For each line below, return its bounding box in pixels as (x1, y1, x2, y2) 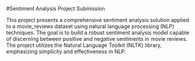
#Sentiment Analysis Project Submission (6, 5, 105, 12)
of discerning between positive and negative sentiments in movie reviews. (6, 36, 188, 42)
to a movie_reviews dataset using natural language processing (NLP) (6, 23, 175, 30)
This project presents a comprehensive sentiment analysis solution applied (6, 17, 189, 23)
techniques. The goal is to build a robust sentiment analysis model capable (6, 29, 190, 36)
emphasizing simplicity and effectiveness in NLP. (6, 48, 127, 55)
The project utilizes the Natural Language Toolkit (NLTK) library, (6, 41, 162, 49)
